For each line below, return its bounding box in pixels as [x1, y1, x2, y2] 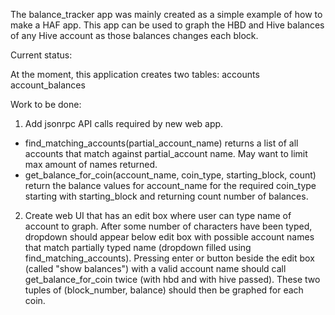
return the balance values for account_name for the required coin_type [24, 180, 317, 191]
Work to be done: [10, 99, 82, 110]
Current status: [10, 49, 73, 61]
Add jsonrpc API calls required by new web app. [24, 118, 224, 129]
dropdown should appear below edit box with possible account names [24, 231, 315, 243]
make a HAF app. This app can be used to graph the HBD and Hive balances [10, 19, 325, 31]
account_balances [10, 79, 86, 91]
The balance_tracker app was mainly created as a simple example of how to [10, 9, 323, 20]
